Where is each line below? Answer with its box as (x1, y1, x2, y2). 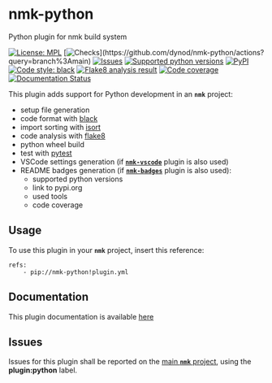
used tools (32, 191, 67, 201)
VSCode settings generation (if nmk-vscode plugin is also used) (19, 156, 229, 167)
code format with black (19, 113, 98, 123)
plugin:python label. (8, 365, 78, 375)
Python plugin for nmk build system (8, 32, 127, 41)
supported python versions (32, 174, 123, 184)
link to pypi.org (32, 182, 83, 192)
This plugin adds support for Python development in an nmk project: (8, 89, 233, 98)
